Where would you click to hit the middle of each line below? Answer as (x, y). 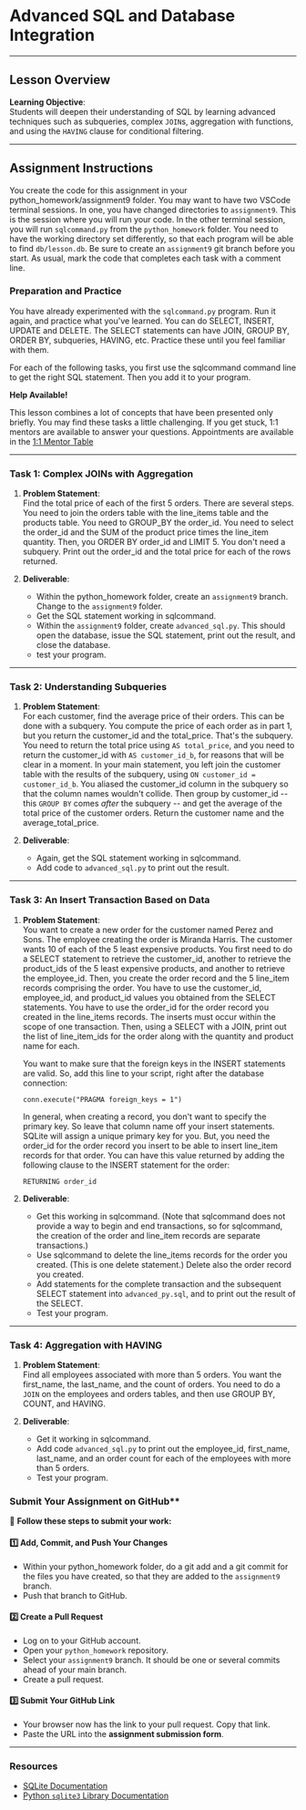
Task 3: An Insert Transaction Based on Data (110, 900)
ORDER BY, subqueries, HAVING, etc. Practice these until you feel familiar (148, 340)
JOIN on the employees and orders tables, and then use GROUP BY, (149, 1394)
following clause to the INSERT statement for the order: (126, 1165)
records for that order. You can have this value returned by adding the (153, 1155)
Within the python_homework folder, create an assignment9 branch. (162, 597)
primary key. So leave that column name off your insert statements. (148, 1126)
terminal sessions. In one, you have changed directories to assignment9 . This (153, 210)
